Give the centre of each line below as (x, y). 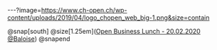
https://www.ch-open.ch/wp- (84, 10)
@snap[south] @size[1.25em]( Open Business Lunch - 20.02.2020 (104, 31)
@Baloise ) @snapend (39, 39)
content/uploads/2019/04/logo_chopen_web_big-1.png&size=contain (108, 18)
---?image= (25, 10)
